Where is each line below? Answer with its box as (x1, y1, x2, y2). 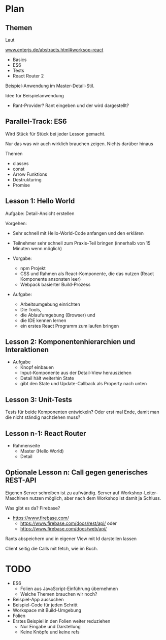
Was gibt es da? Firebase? (5, 505, 60, 511)
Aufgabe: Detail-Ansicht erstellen (5, 210, 75, 217)
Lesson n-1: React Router (5, 429, 86, 438)
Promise (12, 182, 30, 188)
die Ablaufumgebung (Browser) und (20, 312, 95, 318)
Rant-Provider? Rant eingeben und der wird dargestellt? (12, 102, 129, 109)
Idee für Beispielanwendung (5, 93, 64, 98)
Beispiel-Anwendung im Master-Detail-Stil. (5, 83, 95, 89)
